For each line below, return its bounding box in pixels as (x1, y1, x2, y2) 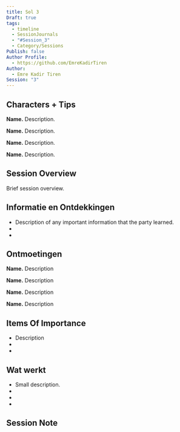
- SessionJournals (12, 32, 59, 38)
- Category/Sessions (12, 43, 64, 49)
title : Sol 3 (6, 9, 39, 15)
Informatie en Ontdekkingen (6, 202, 115, 213)
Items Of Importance (6, 318, 86, 329)
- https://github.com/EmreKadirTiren (12, 60, 107, 66)
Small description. (15, 381, 61, 388)
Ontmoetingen (6, 249, 62, 259)
